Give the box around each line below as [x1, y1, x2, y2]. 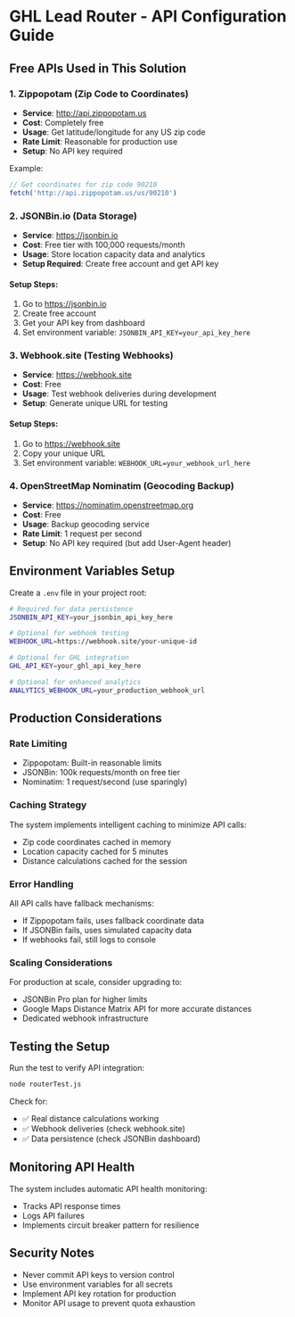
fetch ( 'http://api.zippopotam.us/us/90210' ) [9, 188, 177, 197]
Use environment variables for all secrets [21, 1279, 174, 1289]
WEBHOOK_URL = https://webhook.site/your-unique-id [9, 637, 198, 646]
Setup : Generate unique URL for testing [21, 398, 168, 409]
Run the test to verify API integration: [9, 1063, 145, 1073]
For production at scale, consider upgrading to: [9, 977, 183, 988]
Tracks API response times [21, 1200, 121, 1211]
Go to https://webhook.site [21, 438, 120, 449]
